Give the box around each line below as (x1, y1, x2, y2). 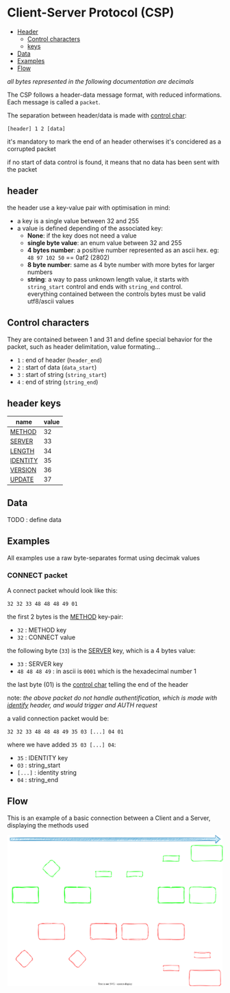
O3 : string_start (16, 761, 61, 769)
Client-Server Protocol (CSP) (7, 5, 175, 21)
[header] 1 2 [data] (7, 125, 66, 132)
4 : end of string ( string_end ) (16, 378, 99, 386)
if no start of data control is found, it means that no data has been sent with (7, 158, 220, 166)
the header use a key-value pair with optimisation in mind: (7, 203, 170, 212)
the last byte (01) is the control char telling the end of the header (7, 680, 189, 688)
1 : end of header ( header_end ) (16, 356, 103, 364)
